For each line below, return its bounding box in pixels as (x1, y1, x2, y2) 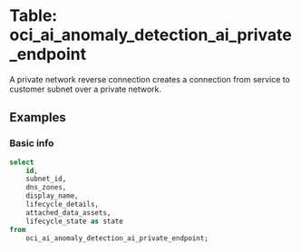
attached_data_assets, (25, 208, 112, 218)
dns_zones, (25, 183, 67, 192)
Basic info (9, 137, 54, 150)
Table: (9, 5, 58, 26)
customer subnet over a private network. (9, 83, 161, 94)
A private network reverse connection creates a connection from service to (9, 73, 290, 84)
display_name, (25, 191, 79, 200)
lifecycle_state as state (25, 217, 124, 226)
